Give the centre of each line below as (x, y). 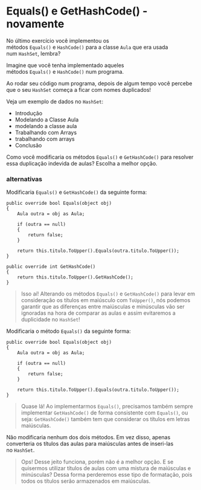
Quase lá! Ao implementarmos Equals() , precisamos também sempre (107, 407)
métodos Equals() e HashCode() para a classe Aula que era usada (87, 47)
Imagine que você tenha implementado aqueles (65, 65)
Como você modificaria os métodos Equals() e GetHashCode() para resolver (100, 157)
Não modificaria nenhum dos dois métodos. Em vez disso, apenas (88, 437)
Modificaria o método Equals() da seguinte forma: (69, 331)
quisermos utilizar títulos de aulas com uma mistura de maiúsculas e (106, 468)
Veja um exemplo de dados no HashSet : (55, 102)
